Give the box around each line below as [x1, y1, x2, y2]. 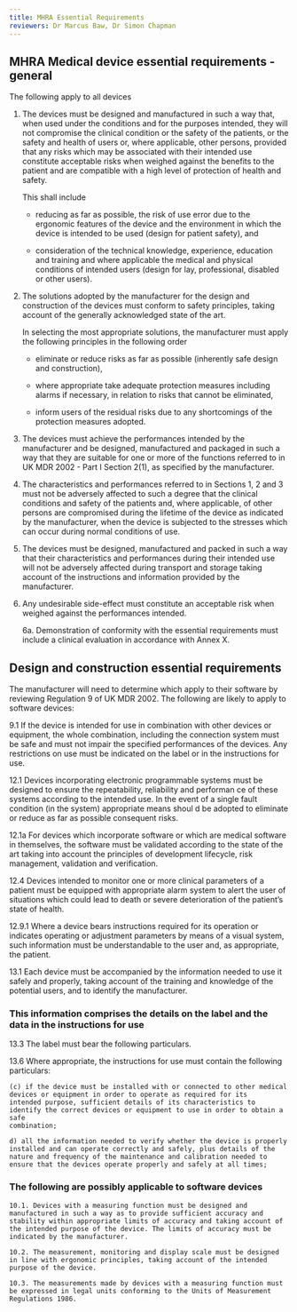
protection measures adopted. [35, 417, 146, 427]
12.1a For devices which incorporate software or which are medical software [9, 830, 286, 840]
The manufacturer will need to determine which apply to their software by [9, 684, 278, 695]
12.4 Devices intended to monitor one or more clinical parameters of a [9, 876, 264, 887]
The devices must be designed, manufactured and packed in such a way [21, 544, 288, 554]
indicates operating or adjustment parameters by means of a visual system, [9, 930, 285, 942]
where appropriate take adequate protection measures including [35, 380, 270, 391]
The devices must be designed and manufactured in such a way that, [21, 108, 275, 120]
